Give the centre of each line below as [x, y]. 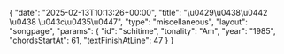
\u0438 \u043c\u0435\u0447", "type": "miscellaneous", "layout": [128, 22]
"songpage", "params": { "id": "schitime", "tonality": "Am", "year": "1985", [142, 31]
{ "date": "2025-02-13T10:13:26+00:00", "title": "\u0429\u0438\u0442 [138, 13]
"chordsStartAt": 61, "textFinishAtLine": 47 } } [92, 40]
